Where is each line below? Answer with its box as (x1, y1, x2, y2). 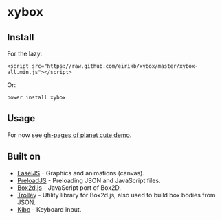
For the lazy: (7, 49, 43, 58)
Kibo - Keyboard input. (16, 205, 82, 213)
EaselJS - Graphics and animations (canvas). (16, 169, 144, 177)
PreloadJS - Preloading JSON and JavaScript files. (16, 176, 161, 184)
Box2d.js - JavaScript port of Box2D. (16, 183, 122, 192)
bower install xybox (7, 94, 67, 101)
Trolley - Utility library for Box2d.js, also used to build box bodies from (16, 191, 216, 199)
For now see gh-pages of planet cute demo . (7, 131, 132, 139)
